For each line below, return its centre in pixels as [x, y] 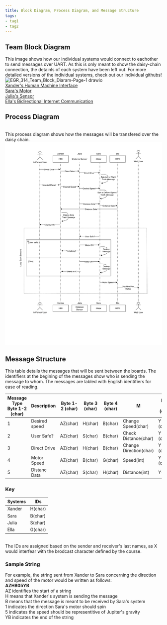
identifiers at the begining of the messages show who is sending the [75, 376]
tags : [11, 16]
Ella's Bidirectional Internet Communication [49, 102]
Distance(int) [136, 472]
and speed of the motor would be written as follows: [58, 580]
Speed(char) [136, 426]
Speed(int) [134, 460]
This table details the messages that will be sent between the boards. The [81, 371]
